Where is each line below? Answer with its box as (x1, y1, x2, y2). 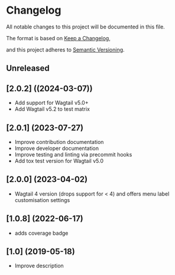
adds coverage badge (14, 229, 69, 236)
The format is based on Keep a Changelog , (6, 34, 111, 41)
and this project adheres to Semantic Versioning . (6, 46, 125, 53)
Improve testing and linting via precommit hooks (14, 151, 132, 158)
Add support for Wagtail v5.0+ (14, 99, 89, 107)
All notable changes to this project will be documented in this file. (6, 23, 166, 30)
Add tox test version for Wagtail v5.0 (14, 157, 104, 164)
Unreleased (6, 63, 50, 73)
